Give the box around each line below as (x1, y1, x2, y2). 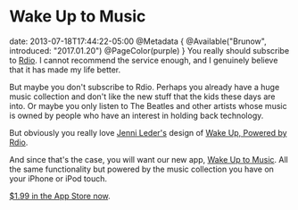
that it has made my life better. (9, 64, 121, 75)
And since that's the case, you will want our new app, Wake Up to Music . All (9, 154, 288, 164)
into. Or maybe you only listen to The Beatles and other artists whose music (9, 100, 287, 111)
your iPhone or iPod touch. (9, 172, 108, 184)
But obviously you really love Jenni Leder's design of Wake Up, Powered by (9, 127, 287, 138)
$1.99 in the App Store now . (9, 190, 112, 201)
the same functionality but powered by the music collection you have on (9, 164, 275, 174)
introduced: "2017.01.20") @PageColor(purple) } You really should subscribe (9, 45, 290, 55)
